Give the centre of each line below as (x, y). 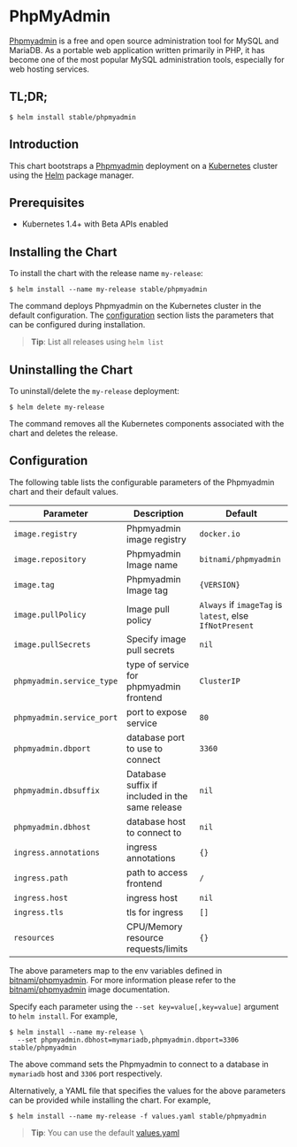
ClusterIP (220, 681)
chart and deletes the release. (64, 433)
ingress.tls (39, 912)
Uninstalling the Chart (71, 370)
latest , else (224, 615)
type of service (158, 664)
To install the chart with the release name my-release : (106, 273)
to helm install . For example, (63, 1016)
